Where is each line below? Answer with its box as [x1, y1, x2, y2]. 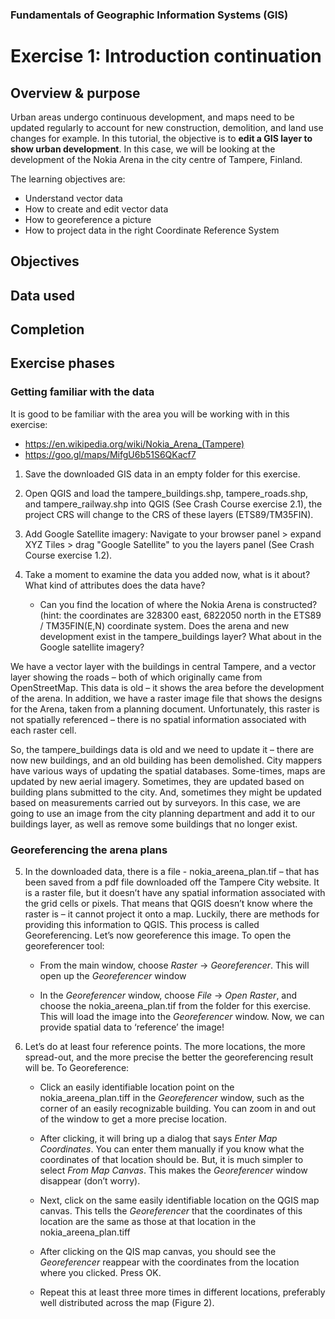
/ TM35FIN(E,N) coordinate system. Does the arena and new [39, 619, 290, 632]
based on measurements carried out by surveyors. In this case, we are [10, 796, 301, 808]
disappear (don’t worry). [39, 1175, 141, 1187]
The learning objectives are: [10, 173, 126, 185]
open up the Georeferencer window [39, 970, 187, 982]
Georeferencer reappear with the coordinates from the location [39, 1256, 300, 1268]
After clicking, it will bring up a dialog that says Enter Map [39, 1133, 278, 1145]
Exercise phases [10, 355, 115, 372]
